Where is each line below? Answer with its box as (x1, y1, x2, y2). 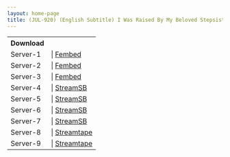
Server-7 (10, 116, 41, 125)
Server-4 (10, 83, 41, 93)
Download (10, 38, 44, 48)
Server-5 (10, 94, 41, 104)
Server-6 (10, 105, 41, 114)
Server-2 (10, 60, 41, 70)
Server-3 (10, 71, 41, 81)
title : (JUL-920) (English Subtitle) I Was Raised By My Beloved (7, 16, 197, 23)
